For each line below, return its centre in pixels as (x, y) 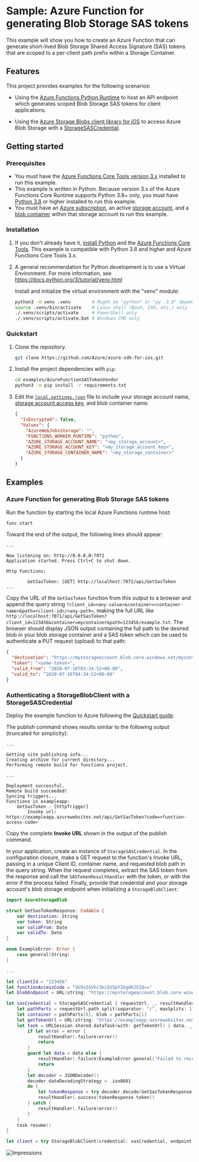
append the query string (36, 605)
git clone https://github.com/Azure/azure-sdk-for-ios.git (89, 358)
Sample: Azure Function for (75, 11)
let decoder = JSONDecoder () (63, 1075)
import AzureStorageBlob (37, 900)
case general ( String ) (43, 955)
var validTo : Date (39, 933)
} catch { (39, 1103)
